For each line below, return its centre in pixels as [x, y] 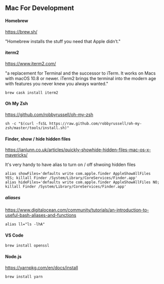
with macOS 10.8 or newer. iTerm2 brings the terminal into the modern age [81, 78]
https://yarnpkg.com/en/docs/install [42, 267]
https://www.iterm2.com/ [31, 63]
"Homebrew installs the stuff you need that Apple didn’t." [63, 41]
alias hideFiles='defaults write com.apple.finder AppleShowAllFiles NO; [82, 182]
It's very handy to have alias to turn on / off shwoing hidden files [70, 164]
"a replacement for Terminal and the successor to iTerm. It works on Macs [81, 73]
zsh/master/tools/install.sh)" [37, 128]
